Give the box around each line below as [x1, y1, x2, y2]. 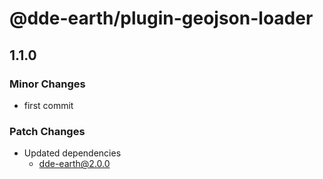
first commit [23, 99, 74, 111]
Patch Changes [9, 124, 86, 138]
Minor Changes [9, 77, 86, 91]
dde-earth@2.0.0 [38, 158, 111, 170]
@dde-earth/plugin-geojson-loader [9, 7, 314, 30]
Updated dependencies [23, 147, 122, 159]
